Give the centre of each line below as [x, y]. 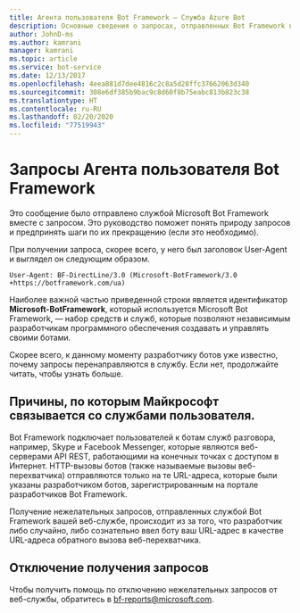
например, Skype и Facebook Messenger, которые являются [124, 446]
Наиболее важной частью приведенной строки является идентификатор [149, 299]
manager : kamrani [42, 51]
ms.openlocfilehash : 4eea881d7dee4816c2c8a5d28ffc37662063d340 [129, 84]
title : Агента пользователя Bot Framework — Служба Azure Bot [127, 17]
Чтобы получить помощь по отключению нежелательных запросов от [143, 589]
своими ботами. [40, 337]
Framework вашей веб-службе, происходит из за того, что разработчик [146, 521]
